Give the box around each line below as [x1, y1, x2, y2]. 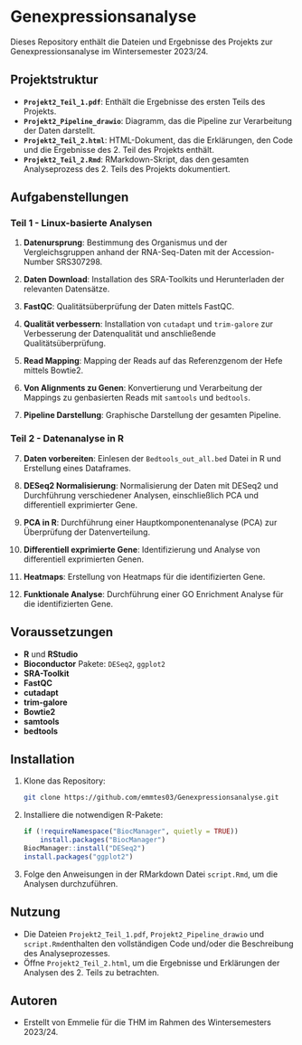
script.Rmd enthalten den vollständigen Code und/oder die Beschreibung [23, 938, 294, 949]
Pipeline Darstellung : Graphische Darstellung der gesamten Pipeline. [23, 410, 281, 421]
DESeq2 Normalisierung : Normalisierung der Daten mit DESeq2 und [23, 480, 278, 490]
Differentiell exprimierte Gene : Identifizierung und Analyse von [23, 544, 260, 555]
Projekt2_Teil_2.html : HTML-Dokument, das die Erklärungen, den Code [23, 134, 293, 146]
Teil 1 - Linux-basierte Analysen [10, 217, 153, 230]
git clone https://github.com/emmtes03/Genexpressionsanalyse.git [23, 793, 279, 803]
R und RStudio [23, 649, 79, 660]
